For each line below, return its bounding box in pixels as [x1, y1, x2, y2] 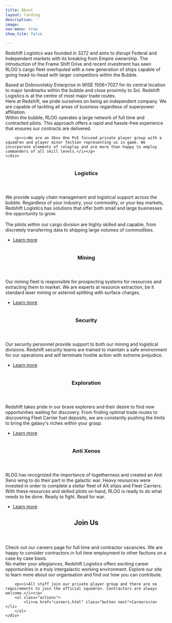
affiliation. [5, 109, 27, 115]
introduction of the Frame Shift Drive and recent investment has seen [5, 61, 151, 67]
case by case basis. [5, 555, 47, 561]
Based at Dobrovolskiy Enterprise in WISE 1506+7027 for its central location [5, 82, 166, 88]
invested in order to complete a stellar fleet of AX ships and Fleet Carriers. [5, 482, 162, 488]
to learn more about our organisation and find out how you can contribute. [5, 572, 162, 578]
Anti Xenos [72, 447, 101, 455]
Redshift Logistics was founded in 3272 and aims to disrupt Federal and [5, 50, 157, 56]
